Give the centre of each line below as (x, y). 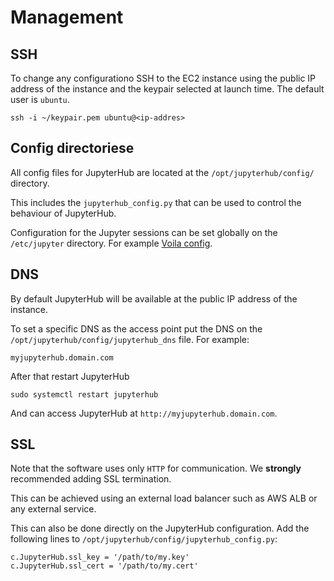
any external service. (53, 509)
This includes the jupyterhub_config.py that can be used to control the (156, 202)
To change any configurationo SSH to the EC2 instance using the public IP (163, 78)
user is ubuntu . (40, 99)
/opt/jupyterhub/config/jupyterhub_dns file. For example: (130, 339)
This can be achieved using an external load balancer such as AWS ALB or (164, 498)
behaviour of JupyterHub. (63, 213)
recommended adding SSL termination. (91, 479)
